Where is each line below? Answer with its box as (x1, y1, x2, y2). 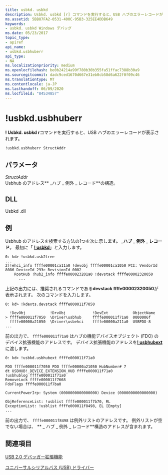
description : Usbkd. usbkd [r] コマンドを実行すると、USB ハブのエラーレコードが (5, 12, 163, 17)
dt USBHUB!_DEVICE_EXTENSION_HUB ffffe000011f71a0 (5, 368, 113, 374)
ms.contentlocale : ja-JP (5, 81, 57, 86)
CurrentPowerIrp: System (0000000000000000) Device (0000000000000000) (5, 390, 157, 395)
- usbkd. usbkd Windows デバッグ (5, 26, 72, 31)
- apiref (5, 40, 23, 45)
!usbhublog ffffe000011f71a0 (5, 373, 66, 378)
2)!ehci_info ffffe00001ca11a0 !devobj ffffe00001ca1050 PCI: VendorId (5, 263, 157, 268)
